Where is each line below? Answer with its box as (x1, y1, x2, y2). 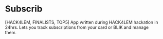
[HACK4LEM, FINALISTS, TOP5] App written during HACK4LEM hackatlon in (5, 19, 158, 25)
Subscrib (5, 3, 43, 14)
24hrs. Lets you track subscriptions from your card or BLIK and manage (5, 24, 149, 30)
